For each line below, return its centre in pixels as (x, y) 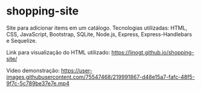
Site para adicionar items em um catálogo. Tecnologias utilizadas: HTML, (97, 28)
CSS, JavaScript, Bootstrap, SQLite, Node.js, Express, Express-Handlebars (99, 34)
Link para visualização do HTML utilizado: (58, 52)
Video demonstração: (33, 70)
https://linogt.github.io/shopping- (153, 52)
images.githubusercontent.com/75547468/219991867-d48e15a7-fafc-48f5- (101, 77)
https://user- (77, 70)
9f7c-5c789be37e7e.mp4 (38, 83)
